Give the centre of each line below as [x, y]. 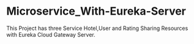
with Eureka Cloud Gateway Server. [51, 34]
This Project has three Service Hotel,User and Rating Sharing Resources [97, 28]
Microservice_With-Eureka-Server [96, 11]
